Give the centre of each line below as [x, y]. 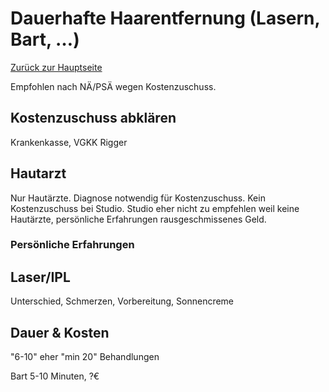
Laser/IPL [40, 277]
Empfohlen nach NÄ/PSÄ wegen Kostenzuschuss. [113, 86]
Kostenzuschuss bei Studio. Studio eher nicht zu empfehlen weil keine [155, 208]
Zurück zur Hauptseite [56, 67]
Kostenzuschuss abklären [93, 118]
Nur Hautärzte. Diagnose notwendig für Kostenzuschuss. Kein [138, 198]
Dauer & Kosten [60, 332]
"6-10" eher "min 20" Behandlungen [85, 357]
